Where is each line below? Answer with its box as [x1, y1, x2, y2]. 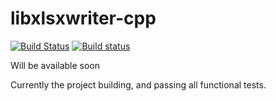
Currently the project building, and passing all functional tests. [10, 78, 267, 91]
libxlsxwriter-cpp [10, 7, 157, 30]
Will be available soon [10, 59, 101, 71]
